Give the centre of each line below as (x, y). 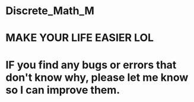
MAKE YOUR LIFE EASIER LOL (80, 38)
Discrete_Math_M (50, 11)
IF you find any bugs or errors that (91, 65)
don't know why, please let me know (97, 77)
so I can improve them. (63, 90)
